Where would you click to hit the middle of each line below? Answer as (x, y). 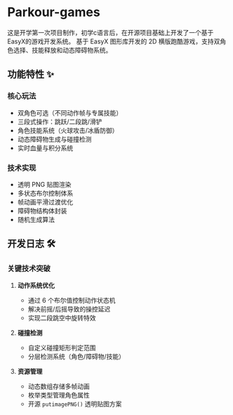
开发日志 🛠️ (32, 244)
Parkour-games (54, 12)
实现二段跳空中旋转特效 (62, 317)
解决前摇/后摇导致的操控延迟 (69, 309)
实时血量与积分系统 (45, 147)
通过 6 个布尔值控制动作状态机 (72, 300)
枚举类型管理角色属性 (59, 395)
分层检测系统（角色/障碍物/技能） (76, 356)
